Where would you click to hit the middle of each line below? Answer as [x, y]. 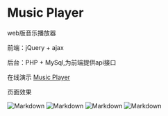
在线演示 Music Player [39, 77]
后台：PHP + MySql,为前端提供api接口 [62, 62]
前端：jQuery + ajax [35, 47]
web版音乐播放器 [32, 33]
